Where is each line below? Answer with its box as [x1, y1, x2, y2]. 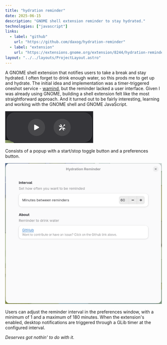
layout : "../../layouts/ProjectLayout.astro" [5, 55, 101, 60]
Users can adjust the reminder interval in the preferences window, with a [5, 309, 154, 315]
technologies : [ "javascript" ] [5, 24, 68, 29]
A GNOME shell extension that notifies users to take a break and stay [5, 70, 147, 76]
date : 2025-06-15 [5, 13, 41, 18]
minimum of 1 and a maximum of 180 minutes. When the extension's [5, 314, 145, 320]
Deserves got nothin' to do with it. [5, 335, 75, 341]
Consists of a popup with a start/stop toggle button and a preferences [5, 148, 148, 154]
